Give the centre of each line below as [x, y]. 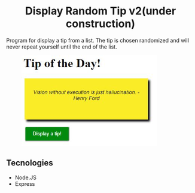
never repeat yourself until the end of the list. [62, 47]
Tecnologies [30, 163]
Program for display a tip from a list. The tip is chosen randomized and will [98, 40]
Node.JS [26, 177]
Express [25, 183]
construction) [100, 24]
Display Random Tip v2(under [100, 11]
